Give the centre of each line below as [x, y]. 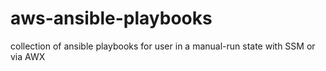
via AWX [28, 56]
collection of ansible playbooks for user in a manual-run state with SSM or [163, 46]
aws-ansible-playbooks [111, 18]
